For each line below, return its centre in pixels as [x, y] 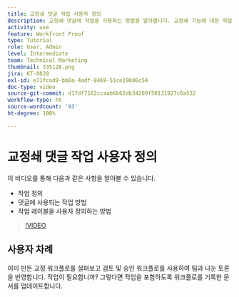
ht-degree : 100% [31, 113]
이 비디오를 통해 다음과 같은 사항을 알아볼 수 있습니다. [81, 178]
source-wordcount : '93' [43, 107]
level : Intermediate [38, 54]
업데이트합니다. [41, 286]
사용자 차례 [30, 250]
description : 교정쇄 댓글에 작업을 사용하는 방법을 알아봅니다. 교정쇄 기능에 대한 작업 [120, 21]
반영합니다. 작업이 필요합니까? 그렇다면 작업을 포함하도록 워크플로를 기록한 [118, 277]
